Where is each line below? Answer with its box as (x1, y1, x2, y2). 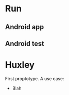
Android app (5, 23, 44, 31)
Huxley (5, 59, 35, 71)
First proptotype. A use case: (5, 75, 64, 82)
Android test (5, 39, 44, 47)
